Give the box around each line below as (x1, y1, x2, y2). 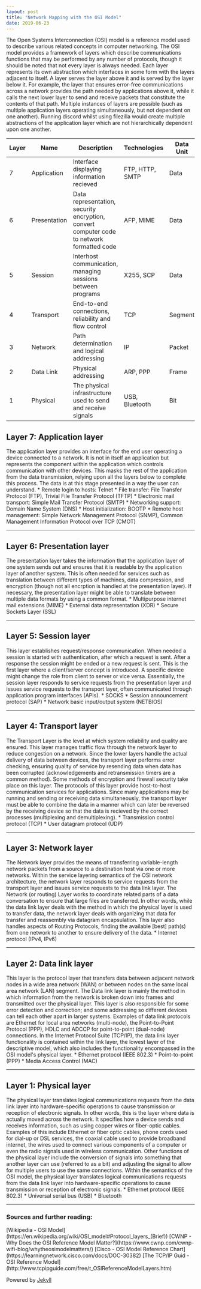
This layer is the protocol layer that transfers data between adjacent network (6, 974, 195, 982)
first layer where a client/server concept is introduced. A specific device (6, 666, 184, 673)
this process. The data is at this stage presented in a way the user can (6, 480, 179, 487)
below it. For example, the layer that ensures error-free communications (6, 81, 184, 88)
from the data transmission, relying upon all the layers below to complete (6, 473, 186, 481)
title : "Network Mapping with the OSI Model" (6, 14, 121, 20)
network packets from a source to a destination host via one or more (6, 866, 175, 873)
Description (78, 144, 112, 152)
